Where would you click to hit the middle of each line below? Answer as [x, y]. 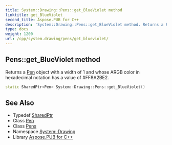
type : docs [17, 29]
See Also [20, 103]
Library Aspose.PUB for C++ [43, 137]
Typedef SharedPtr [33, 115]
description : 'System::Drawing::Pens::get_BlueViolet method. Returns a [84, 24]
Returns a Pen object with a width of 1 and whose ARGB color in [72, 72]
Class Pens [25, 126]
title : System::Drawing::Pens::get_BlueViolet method [64, 10]
